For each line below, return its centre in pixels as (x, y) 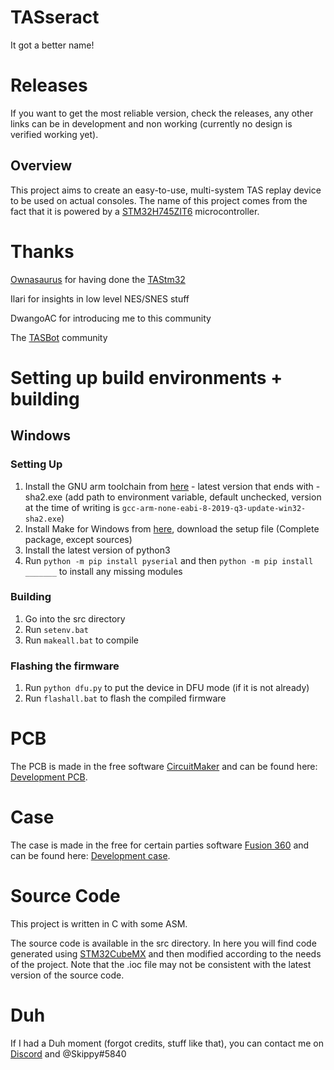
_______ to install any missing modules (103, 571)
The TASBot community (59, 337)
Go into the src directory (75, 618)
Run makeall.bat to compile (81, 640)
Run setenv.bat (56, 629)
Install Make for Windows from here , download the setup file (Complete (172, 528)
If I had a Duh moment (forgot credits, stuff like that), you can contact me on (167, 1043)
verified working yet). (54, 134)
